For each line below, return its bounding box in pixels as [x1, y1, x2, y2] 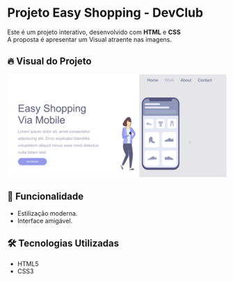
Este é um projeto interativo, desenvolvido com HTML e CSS [7, 28, 181, 36]
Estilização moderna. [17, 209, 78, 217]
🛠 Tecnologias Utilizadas [7, 238, 120, 250]
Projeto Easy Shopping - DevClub [7, 5, 204, 21]
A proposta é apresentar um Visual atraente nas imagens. [7, 35, 172, 43]
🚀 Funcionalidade [7, 191, 84, 202]
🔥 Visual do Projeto [7, 56, 92, 67]
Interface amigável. [17, 216, 73, 225]
